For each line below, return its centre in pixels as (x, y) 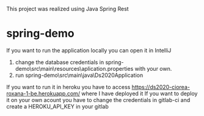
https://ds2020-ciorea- (161, 87)
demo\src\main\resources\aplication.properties (74, 68)
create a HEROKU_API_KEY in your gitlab (57, 106)
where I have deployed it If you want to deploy (140, 93)
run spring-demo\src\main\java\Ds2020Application (79, 75)
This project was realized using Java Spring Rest (68, 9)
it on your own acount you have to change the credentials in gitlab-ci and (98, 100)
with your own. (153, 68)
